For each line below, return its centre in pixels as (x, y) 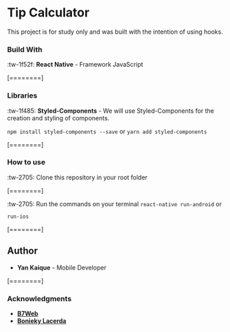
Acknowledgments (39, 298)
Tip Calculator (48, 13)
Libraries (22, 96)
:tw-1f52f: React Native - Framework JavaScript (75, 65)
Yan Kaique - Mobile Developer (61, 267)
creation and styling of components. (58, 118)
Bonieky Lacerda (42, 320)
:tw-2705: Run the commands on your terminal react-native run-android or (114, 203)
